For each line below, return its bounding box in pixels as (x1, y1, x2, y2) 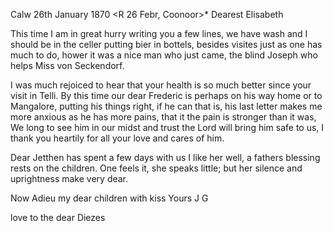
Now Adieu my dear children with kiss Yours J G (10, 192, 209, 204)
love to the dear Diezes (10, 212, 106, 223)
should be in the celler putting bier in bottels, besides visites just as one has (10, 39, 323, 50)
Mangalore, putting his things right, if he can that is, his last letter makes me (10, 100, 323, 112)
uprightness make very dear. (10, 173, 129, 184)
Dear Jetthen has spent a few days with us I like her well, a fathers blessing (10, 152, 321, 163)
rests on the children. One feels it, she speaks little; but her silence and (10, 162, 303, 174)
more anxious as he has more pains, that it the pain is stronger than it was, (10, 111, 317, 123)
